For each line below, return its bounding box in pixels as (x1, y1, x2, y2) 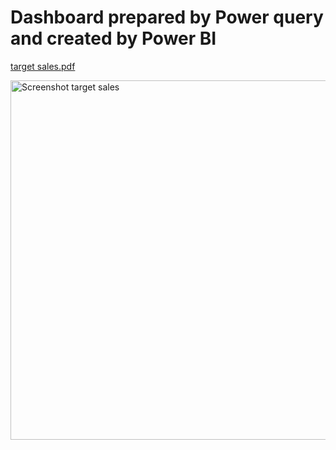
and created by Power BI (10, 27, 217, 50)
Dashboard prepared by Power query (10, 6, 324, 29)
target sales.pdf (10, 60, 76, 72)
